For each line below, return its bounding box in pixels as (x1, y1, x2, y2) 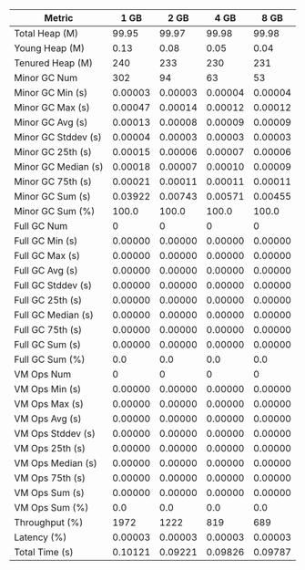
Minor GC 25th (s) (14, 146, 93, 158)
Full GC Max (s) (14, 250, 80, 262)
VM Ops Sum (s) (14, 487, 85, 499)
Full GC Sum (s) (14, 338, 82, 350)
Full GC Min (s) (14, 234, 78, 247)
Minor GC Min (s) (14, 87, 88, 98)
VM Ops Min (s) (14, 383, 82, 395)
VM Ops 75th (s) (14, 472, 86, 484)
